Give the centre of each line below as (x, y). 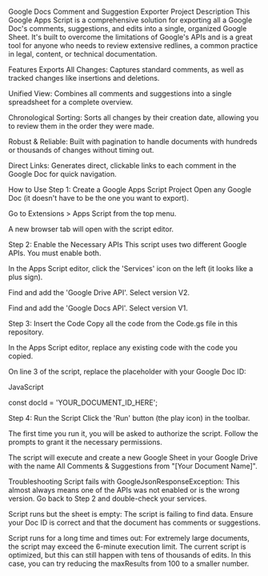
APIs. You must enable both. (55, 253)
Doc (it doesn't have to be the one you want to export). (99, 198)
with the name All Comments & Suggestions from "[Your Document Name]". (133, 466)
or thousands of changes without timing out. (81, 150)
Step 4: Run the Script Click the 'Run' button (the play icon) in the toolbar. (129, 418)
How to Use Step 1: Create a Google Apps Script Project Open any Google (130, 190)
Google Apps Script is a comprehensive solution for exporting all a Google (130, 20)
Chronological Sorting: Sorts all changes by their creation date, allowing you (134, 118)
